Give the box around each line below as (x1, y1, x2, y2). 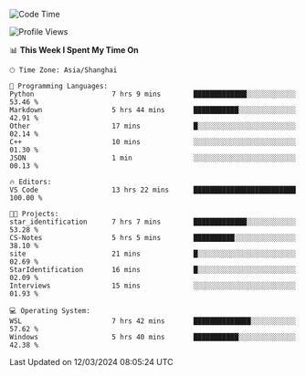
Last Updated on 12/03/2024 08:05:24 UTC (9, 357, 174, 367)
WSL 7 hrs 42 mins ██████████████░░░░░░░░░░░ (9, 317, 297, 326)
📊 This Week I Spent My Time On (9, 45, 139, 55)
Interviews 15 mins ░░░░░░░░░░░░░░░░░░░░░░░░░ (9, 281, 297, 290)
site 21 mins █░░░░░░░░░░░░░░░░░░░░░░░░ (9, 249, 297, 258)
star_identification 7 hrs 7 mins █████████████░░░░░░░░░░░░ (9, 217, 297, 226)
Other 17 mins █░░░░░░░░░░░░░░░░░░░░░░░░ (9, 121, 297, 131)
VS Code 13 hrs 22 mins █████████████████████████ (9, 185, 297, 194)
